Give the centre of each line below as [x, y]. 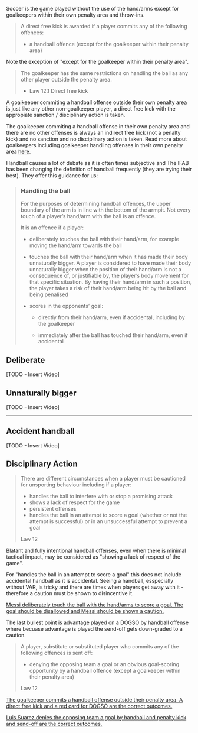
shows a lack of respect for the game [75, 502]
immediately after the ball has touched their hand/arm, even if [113, 335]
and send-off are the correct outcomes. [54, 724]
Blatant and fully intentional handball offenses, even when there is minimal [96, 550]
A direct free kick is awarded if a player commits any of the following [104, 26]
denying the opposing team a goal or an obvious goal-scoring [104, 664]
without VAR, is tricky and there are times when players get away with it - [95, 587]
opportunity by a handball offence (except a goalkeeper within [105, 670]
